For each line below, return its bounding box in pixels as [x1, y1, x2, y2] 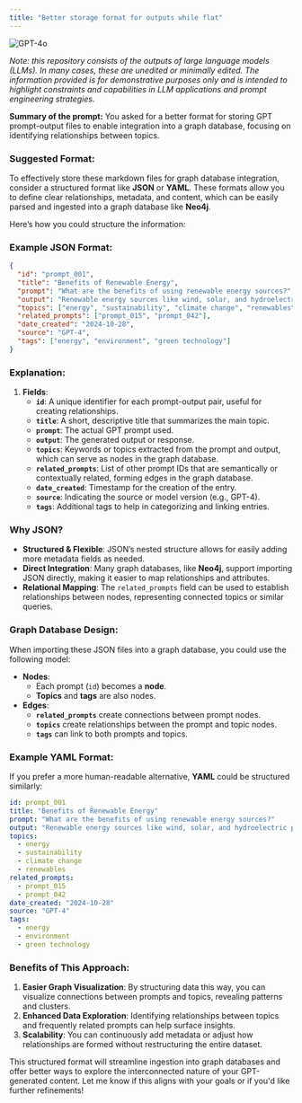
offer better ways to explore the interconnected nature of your [9, 1066, 240, 1077]
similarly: [9, 781, 43, 791]
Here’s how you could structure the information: [9, 218, 186, 229]
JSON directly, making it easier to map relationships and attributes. [22, 572, 271, 584]
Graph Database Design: [9, 623, 119, 636]
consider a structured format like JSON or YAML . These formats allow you [9, 181, 285, 193]
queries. [22, 601, 54, 612]
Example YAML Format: [9, 751, 114, 763]
